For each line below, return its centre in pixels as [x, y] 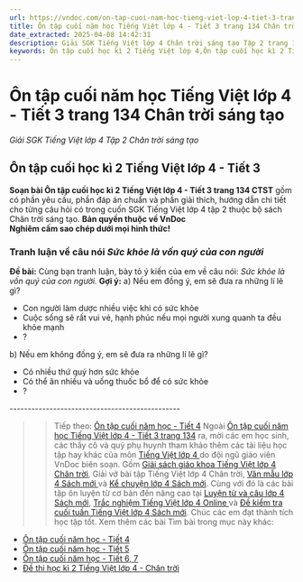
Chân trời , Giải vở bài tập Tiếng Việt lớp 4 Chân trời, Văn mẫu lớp [174, 474]
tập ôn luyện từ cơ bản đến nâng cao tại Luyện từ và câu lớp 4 [169, 494]
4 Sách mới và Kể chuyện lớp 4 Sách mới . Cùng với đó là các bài [174, 484]
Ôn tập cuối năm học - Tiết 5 [76, 549]
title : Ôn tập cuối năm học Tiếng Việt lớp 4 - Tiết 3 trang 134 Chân [145, 26]
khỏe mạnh [43, 328]
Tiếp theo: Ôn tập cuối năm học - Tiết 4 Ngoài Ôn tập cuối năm [171, 426]
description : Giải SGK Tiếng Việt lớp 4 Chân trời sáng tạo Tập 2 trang [149, 43]
